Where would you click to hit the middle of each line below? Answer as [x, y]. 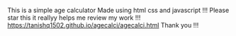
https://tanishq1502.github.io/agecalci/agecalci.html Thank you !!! [103, 25]
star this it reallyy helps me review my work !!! [74, 18]
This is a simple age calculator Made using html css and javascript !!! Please [118, 10]
